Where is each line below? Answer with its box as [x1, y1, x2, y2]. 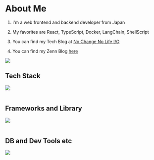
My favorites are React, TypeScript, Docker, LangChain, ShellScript [12, 29, 149, 35]
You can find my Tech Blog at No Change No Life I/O [12, 38, 120, 45]
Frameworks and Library [5, 105, 83, 113]
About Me [5, 3, 47, 14]
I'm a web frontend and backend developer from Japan [12, 19, 125, 25]
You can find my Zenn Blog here [12, 48, 78, 54]
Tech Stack [5, 72, 41, 80]
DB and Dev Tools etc [5, 137, 72, 145]
